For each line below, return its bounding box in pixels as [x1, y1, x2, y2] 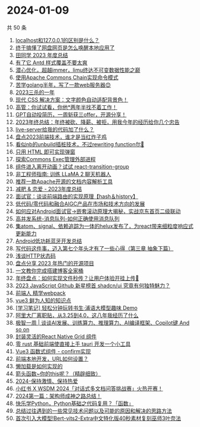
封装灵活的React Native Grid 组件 [15, 332, 97, 340]
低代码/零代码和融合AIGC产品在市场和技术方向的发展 [15, 200, 145, 207]
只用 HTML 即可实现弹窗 [15, 148, 76, 155]
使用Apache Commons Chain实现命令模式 [15, 74, 118, 81]
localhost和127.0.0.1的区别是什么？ [15, 36, 100, 43]
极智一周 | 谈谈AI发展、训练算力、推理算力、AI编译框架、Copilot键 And [15, 319, 190, 326]
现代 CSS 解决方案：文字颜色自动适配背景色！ [15, 96, 129, 103]
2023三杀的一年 [15, 89, 55, 96]
